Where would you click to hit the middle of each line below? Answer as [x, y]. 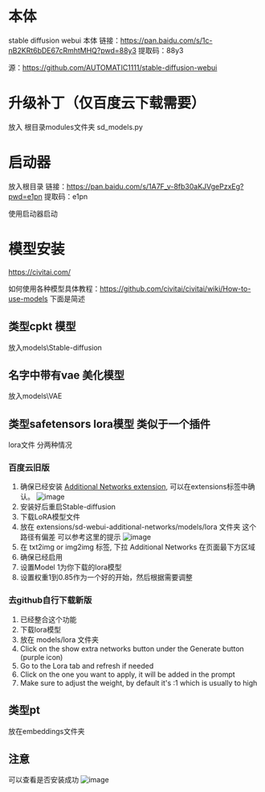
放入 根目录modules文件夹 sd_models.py [75, 126]
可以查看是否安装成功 [43, 780]
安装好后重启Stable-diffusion [68, 507]
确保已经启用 [41, 558]
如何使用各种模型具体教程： [54, 288]
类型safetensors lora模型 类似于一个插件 [110, 424]
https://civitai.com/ [39, 272]
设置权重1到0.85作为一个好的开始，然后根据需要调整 [106, 578]
